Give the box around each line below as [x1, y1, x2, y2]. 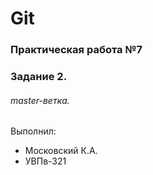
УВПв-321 [24, 155, 67, 167]
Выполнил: [10, 125, 57, 137]
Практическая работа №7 [10, 43, 143, 57]
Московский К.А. [24, 145, 98, 157]
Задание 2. [10, 70, 68, 84]
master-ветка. [10, 94, 70, 106]
